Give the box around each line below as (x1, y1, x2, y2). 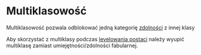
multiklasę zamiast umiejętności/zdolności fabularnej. (6, 42, 138, 49)
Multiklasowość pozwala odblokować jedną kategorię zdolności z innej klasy (6, 24, 195, 31)
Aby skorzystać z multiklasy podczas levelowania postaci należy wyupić (6, 35, 184, 42)
